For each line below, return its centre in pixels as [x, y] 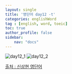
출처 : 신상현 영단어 [24, 66]
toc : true [15, 28]
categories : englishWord [31, 19]
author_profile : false [29, 33]
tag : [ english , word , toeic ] [36, 24]
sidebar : [14, 38]
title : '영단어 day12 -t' [30, 14]
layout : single [21, 10]
